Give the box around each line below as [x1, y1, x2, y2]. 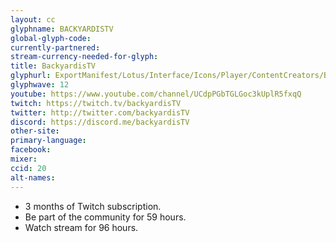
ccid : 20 [10, 163, 47, 173]
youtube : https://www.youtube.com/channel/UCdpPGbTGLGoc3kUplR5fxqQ [10, 89, 302, 99]
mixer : [10, 154, 38, 164]
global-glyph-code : [10, 33, 92, 43]
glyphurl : [10, 71, 52, 81]
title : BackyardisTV [10, 61, 97, 71]
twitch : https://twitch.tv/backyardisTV [10, 98, 182, 108]
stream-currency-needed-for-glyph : [10, 52, 159, 62]
